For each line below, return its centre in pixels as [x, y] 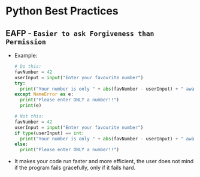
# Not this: [29, 116]
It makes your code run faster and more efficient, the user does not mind [104, 161]
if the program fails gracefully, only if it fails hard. [75, 168]
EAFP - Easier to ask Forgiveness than [80, 33]
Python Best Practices [62, 11]
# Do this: [28, 67]
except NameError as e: [44, 94]
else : [21, 144]
